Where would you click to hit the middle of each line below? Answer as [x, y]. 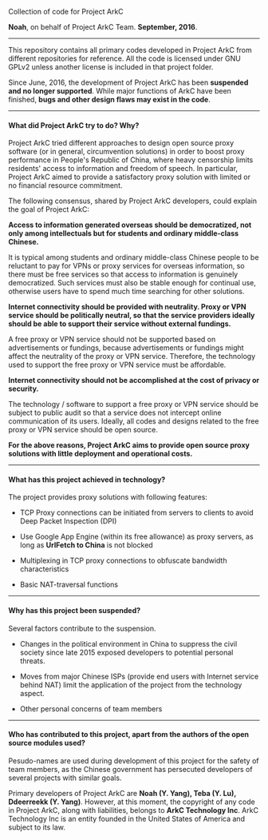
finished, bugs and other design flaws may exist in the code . [110, 100]
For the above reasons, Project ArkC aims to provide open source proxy [129, 445]
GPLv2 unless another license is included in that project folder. [111, 67]
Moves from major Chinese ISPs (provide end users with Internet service [139, 676]
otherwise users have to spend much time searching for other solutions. [126, 292]
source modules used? [47, 743]
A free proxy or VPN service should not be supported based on [112, 340]
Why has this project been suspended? [75, 610]
